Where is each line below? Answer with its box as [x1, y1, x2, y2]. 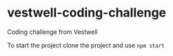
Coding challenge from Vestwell [7, 28, 98, 36]
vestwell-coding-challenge [7, 5, 167, 21]
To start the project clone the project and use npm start [7, 41, 165, 49]
